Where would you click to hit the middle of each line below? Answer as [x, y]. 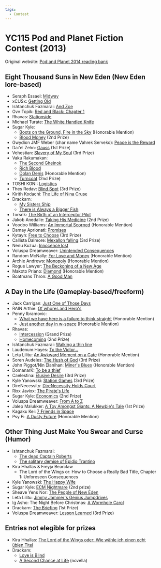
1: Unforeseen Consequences [49, 477]
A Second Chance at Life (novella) [53, 560]
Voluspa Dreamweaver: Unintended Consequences [63, 251]
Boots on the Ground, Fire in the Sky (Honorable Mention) [77, 132]
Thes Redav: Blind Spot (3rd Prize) [46, 189]
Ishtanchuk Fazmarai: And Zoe [43, 107]
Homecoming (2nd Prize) [44, 339]
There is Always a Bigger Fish [49, 209]
